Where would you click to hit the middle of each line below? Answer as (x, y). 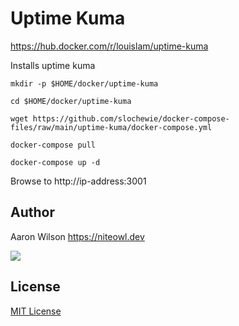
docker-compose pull (53, 145)
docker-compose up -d (55, 162)
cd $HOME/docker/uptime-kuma (71, 101)
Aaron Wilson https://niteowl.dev (77, 236)
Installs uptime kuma (53, 65)
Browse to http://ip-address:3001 (78, 181)
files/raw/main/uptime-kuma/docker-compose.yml (111, 127)
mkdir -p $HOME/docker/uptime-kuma (84, 83)
